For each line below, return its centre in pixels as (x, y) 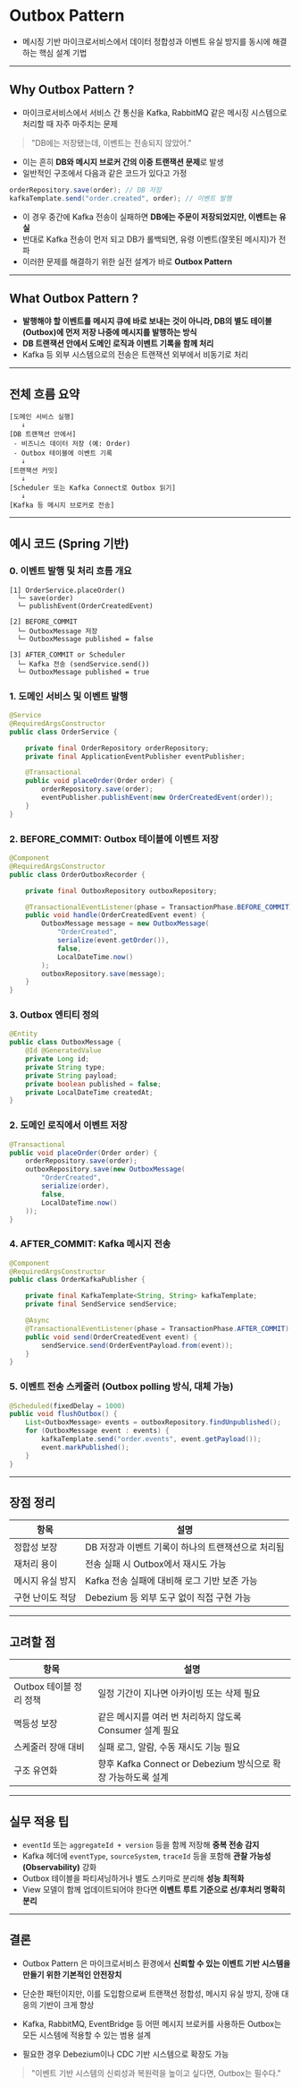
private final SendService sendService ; (101, 1304)
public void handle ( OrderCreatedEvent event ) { (115, 915)
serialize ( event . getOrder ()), (113, 940)
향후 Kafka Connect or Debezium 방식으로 (184, 1764)
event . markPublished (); (85, 1447)
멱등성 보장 (36, 1723)
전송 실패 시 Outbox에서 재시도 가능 (155, 1564)
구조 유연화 (36, 1771)
